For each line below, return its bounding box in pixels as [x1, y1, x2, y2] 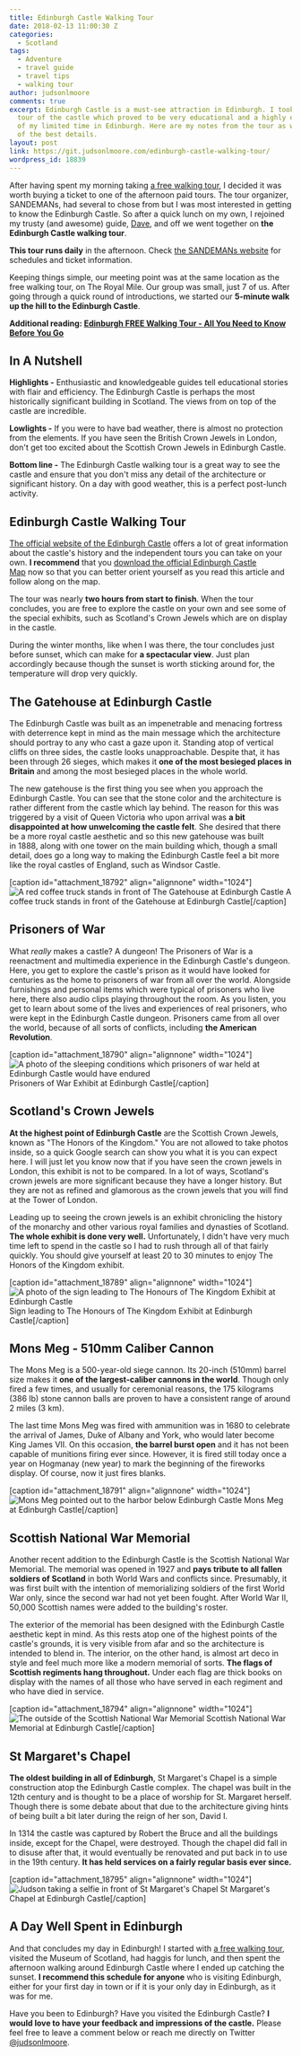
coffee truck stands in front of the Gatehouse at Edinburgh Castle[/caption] [9, 895, 287, 907]
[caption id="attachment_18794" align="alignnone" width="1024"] [9, 1703, 253, 1715]
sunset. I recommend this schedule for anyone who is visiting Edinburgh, [9, 1972, 282, 1982]
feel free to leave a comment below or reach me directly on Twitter [9, 2026, 255, 2038]
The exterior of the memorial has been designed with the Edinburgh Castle [9, 1620, 285, 1630]
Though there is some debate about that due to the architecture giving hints [9, 1801, 289, 1812]
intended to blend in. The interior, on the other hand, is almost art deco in [9, 1648, 279, 1659]
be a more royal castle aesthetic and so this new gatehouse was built [9, 830, 264, 841]
